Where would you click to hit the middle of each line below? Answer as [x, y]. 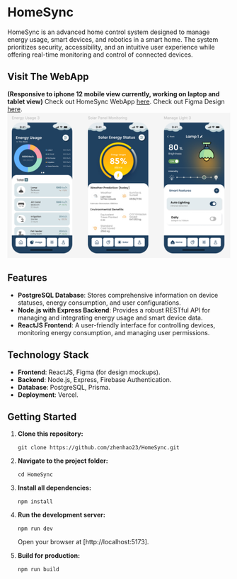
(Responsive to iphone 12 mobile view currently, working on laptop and [114, 94]
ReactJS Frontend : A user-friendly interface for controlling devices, [116, 325]
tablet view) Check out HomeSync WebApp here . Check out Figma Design [116, 101]
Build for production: [48, 556]
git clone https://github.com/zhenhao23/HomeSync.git [98, 448]
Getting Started [42, 417]
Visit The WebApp [48, 77]
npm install [35, 502]
